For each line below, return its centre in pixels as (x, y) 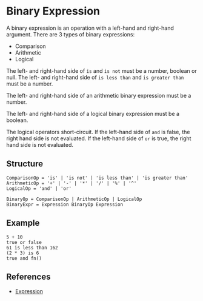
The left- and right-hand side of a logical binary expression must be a (93, 113)
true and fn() (24, 258)
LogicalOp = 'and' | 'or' (39, 188)
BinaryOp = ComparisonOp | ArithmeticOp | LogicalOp (74, 199)
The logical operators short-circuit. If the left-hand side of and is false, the (98, 132)
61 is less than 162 (32, 248)
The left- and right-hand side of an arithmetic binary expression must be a (99, 95)
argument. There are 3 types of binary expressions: (71, 34)
